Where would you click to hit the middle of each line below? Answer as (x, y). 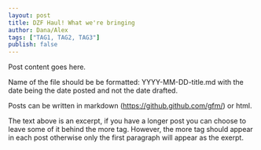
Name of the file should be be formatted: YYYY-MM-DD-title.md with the (126, 82)
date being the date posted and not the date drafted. (93, 90)
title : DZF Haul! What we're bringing (72, 23)
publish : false (33, 45)
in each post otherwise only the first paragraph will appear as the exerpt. (126, 137)
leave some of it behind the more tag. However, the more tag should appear (130, 130)
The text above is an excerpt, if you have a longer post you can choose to (127, 121)
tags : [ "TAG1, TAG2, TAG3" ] (54, 37)
